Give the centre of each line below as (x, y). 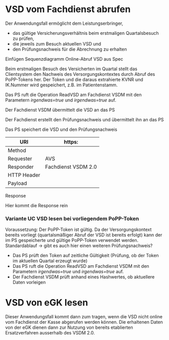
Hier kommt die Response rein (37, 205)
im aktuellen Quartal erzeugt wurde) (50, 261)
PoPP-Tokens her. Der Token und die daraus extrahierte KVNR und (74, 79)
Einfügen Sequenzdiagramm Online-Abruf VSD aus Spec (64, 59)
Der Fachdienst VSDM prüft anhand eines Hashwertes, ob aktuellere (83, 277)
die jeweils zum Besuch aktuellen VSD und (57, 43)
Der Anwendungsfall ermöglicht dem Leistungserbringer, (64, 23)
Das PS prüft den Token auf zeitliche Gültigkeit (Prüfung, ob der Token (86, 256)
